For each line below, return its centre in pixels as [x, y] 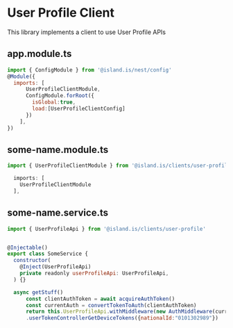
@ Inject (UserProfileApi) [55, 267]
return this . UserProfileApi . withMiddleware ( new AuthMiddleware [119, 312]
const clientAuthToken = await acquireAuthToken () [100, 299]
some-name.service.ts [58, 213]
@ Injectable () [28, 247]
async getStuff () [38, 292]
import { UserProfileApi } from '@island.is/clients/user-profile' [107, 229]
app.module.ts [40, 54]
